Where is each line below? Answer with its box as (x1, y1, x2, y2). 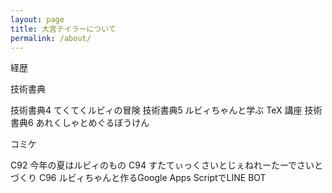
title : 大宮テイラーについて (10, 24, 117, 34)
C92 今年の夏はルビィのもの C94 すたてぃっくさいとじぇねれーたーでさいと (10, 159, 324, 171)
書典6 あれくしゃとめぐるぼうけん (10, 117, 150, 129)
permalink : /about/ (10, 33, 92, 43)
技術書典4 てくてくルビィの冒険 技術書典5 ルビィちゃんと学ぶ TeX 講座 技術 (10, 104, 323, 116)
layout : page (10, 14, 65, 25)
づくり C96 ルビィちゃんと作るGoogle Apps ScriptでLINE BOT (10, 172, 267, 184)
